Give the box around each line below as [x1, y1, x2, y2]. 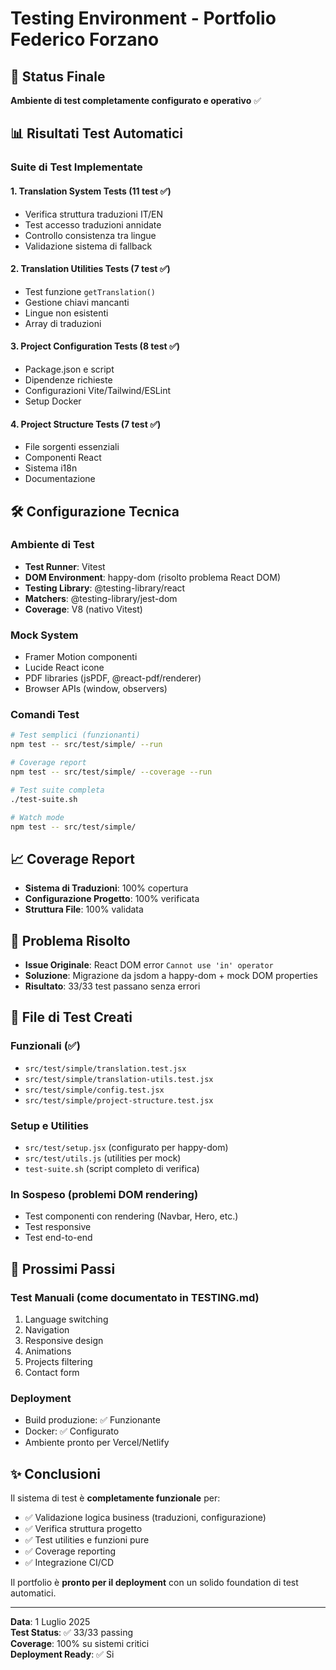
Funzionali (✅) [10, 1039, 81, 1053]
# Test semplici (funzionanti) [10, 730, 141, 741]
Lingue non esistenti [24, 307, 109, 319]
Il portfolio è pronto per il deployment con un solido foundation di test [10, 1577, 299, 1589]
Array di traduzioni [24, 317, 102, 329]
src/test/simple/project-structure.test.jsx [24, 1095, 214, 1106]
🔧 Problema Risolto [10, 932, 131, 949]
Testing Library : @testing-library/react [24, 582, 186, 594]
